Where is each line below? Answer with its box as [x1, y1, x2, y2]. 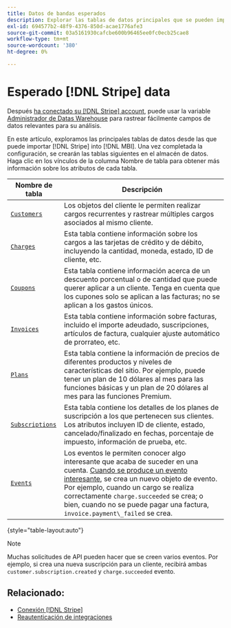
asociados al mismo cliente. [64, 217, 153, 227]
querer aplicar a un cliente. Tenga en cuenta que [64, 283, 221, 292]
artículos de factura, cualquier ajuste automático [64, 328, 220, 338]
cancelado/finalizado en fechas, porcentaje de [64, 428, 214, 437]
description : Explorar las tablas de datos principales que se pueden [7, 17, 214, 23]
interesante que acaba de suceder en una [64, 457, 199, 466]
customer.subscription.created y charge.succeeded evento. [7, 567, 175, 575]
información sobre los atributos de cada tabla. [7, 164, 137, 172]
